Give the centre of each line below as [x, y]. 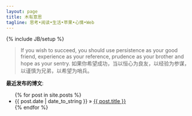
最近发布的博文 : [25, 83]
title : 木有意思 [24, 17]
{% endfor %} [31, 108]
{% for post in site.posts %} [48, 95]
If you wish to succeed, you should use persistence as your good [99, 50]
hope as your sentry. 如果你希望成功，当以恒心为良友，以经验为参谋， [105, 64]
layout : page [22, 11]
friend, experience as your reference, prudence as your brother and [102, 57]
